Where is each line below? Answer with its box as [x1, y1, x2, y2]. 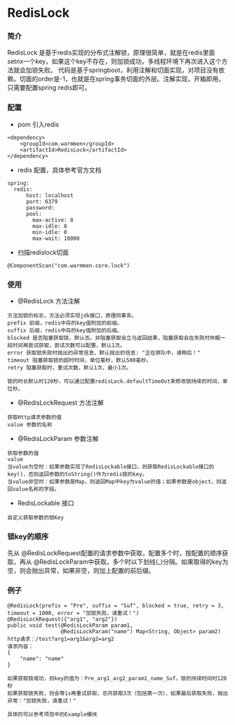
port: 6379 [25, 198, 58, 205]
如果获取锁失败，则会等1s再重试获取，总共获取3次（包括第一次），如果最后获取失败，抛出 [7, 689, 229, 697]
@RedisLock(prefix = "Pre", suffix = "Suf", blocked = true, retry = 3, [7, 602, 224, 609]
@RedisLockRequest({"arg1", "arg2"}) [7, 616, 118, 623]
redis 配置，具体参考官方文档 [17, 165, 102, 174]
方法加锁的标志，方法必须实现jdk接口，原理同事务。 [7, 312, 137, 320]
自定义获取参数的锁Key [7, 514, 65, 522]
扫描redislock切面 [17, 248, 69, 257]
